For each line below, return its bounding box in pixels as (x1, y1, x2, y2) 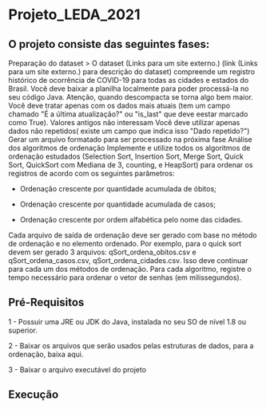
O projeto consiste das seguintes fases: (8, 37, 210, 51)
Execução (8, 388, 59, 402)
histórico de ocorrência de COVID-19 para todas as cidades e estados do (8, 76, 249, 85)
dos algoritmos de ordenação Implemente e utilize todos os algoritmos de (8, 144, 251, 152)
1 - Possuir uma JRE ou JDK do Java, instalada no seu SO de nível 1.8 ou (8, 317, 247, 326)
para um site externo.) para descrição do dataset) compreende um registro (8, 67, 256, 77)
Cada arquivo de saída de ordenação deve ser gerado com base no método (8, 230, 257, 240)
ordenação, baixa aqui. (8, 349, 84, 359)
